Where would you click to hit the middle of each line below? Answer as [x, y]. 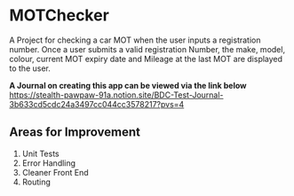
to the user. [30, 68]
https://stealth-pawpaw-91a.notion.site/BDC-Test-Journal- [116, 95]
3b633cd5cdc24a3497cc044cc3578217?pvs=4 [97, 104]
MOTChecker [59, 16]
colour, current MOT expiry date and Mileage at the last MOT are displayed [146, 59]
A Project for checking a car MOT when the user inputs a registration [135, 40]
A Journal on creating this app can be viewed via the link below [128, 85]
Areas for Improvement [75, 133]
